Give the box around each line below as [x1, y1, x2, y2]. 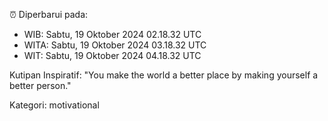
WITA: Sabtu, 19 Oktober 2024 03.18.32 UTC [23, 39, 207, 51]
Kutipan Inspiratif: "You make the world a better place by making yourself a [9, 69, 319, 81]
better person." [9, 80, 72, 91]
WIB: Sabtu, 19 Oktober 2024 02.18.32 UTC [23, 29, 202, 40]
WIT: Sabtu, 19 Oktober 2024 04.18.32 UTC [23, 50, 202, 61]
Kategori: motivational [9, 99, 100, 111]
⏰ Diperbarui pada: [9, 9, 89, 20]
